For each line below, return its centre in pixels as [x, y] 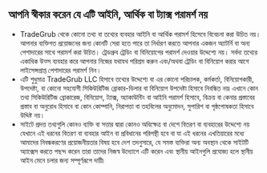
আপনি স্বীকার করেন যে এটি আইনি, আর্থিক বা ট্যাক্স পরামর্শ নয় [108, 15]
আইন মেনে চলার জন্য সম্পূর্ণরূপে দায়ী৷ [62, 160]
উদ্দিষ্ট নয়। [32, 115]
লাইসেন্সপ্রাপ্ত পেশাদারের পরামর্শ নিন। [61, 70]
